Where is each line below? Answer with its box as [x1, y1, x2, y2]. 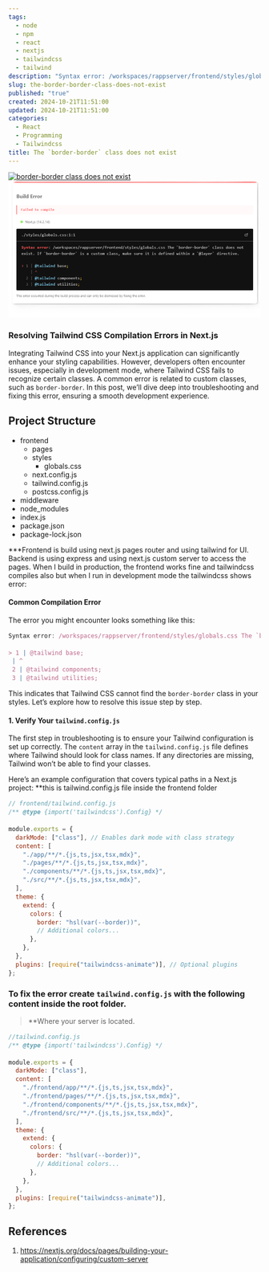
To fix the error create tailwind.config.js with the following [8, 988, 246, 999]
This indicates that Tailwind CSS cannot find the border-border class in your [8, 689, 259, 699]
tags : [8, 13, 26, 21]
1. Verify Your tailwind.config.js [8, 715, 120, 725]
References [8, 1225, 67, 1238]
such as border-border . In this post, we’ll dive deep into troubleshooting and [8, 382, 259, 392]
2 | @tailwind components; [11, 666, 102, 674]
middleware [19, 495, 59, 505]
